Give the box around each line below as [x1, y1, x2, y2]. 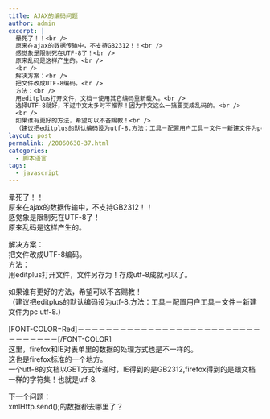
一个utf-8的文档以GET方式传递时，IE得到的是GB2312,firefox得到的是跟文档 [8, 364, 256, 374]
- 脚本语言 [15, 154, 47, 162]
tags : [8, 162, 27, 170]
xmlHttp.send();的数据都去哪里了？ [8, 402, 124, 411]
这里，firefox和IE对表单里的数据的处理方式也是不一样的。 [8, 344, 198, 354]
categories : [8, 147, 48, 155]
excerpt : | [8, 27, 45, 35]
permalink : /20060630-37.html [8, 139, 110, 147]
